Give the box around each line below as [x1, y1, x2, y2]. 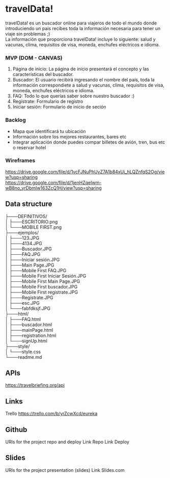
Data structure [5, 200, 52, 208]
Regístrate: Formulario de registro [12, 98, 83, 104]
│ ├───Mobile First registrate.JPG [5, 289, 78, 295]
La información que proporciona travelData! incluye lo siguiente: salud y [5, 36, 156, 42]
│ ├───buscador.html [5, 322, 52, 328]
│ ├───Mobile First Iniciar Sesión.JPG [5, 273, 87, 279]
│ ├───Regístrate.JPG [5, 294, 53, 301]
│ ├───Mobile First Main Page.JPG [5, 278, 80, 284]
